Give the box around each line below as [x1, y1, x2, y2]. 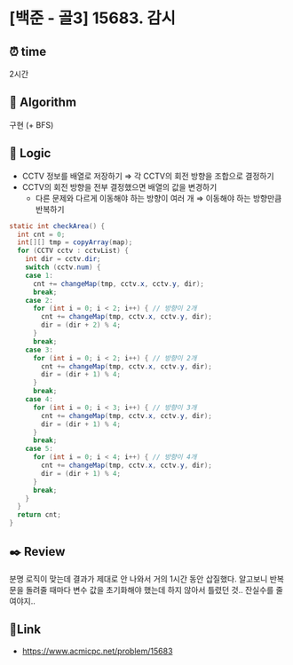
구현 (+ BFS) [9, 119, 54, 130]
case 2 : [25, 296, 53, 305]
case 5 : [25, 445, 53, 454]
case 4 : [25, 395, 53, 404]
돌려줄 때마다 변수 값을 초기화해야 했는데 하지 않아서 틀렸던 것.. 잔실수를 [25, 584, 274, 595]
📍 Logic [9, 146, 51, 161]
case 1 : [25, 271, 53, 280]
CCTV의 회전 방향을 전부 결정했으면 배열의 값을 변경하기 [21, 181, 218, 192]
